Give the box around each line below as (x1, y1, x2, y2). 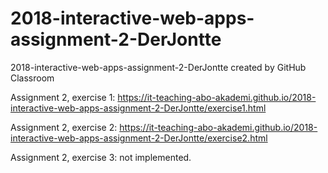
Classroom (10, 72, 55, 84)
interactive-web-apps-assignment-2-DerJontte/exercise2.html (10, 132, 268, 144)
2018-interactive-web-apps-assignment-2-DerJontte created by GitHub (10, 61, 307, 73)
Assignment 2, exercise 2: (10, 121, 118, 133)
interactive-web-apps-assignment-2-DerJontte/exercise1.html (10, 102, 267, 114)
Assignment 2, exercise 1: (10, 91, 116, 103)
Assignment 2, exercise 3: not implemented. (10, 151, 192, 163)
